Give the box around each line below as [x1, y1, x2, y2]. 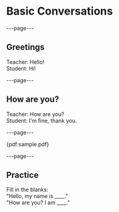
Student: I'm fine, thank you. [6, 117, 77, 124]
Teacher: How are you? [6, 110, 65, 118]
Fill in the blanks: [6, 186, 49, 193]
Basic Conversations [6, 4, 114, 18]
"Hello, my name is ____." [6, 193, 69, 200]
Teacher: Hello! [6, 58, 44, 65]
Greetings [6, 42, 45, 52]
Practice [6, 169, 39, 180]
